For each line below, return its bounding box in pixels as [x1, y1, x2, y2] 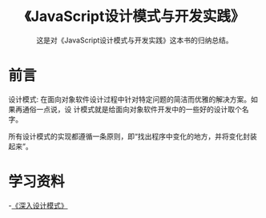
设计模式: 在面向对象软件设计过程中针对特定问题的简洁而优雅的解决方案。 [8, 94, 251, 104]
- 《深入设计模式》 [8, 200, 68, 210]
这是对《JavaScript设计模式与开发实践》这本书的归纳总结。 [35, 35, 234, 45]
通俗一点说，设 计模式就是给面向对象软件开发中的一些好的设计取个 [22, 104, 242, 114]
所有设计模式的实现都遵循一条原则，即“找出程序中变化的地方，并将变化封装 [8, 131, 258, 141]
